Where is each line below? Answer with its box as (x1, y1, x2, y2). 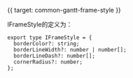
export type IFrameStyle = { (7, 34, 92, 41)
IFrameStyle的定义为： (7, 20, 73, 29)
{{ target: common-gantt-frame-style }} (7, 6, 121, 14)
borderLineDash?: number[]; (13, 52, 96, 59)
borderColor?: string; (13, 40, 80, 47)
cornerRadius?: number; (13, 58, 83, 65)
